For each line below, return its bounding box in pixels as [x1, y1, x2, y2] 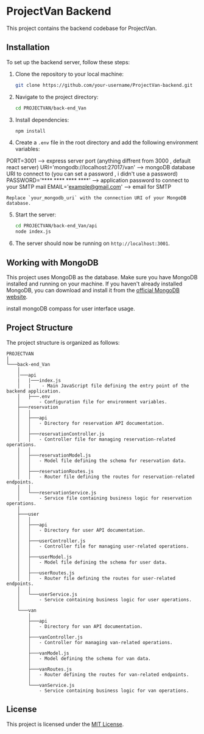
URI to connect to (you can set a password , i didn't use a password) [6, 170, 178, 178]
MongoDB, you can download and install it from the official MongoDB [6, 286, 180, 294]
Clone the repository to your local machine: [15, 70, 124, 78]
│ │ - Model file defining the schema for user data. [17, 559, 167, 565]
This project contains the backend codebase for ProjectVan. [6, 24, 157, 32]
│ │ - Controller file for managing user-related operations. [17, 543, 189, 549]
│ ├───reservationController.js [17, 431, 105, 437]
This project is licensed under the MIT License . [6, 720, 124, 728]
